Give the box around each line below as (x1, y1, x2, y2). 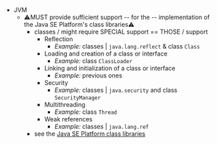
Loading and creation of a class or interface (44, 49, 168, 58)
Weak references (44, 115, 93, 123)
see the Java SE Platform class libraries (34, 130, 146, 138)
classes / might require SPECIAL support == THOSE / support (34, 27, 208, 36)
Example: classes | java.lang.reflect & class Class (54, 43, 201, 50)
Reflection (44, 35, 73, 43)
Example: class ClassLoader (54, 57, 133, 64)
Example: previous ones (54, 71, 123, 80)
